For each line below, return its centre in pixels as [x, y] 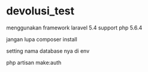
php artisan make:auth [34, 62]
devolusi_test [40, 11]
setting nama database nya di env [48, 51]
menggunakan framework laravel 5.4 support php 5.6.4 [74, 28]
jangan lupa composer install [42, 39]
